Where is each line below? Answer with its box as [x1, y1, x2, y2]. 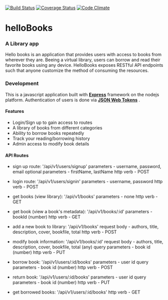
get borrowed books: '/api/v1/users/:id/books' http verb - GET [12, 289, 140, 295]
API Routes [5, 152, 29, 158]
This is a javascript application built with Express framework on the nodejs [5, 91, 159, 97]
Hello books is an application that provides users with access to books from [5, 52, 162, 58]
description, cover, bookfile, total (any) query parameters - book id [12, 244, 150, 250]
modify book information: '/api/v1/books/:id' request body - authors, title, [12, 239, 163, 245]
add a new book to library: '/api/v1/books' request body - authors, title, [12, 224, 159, 230]
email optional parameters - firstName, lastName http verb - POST [12, 169, 149, 175]
